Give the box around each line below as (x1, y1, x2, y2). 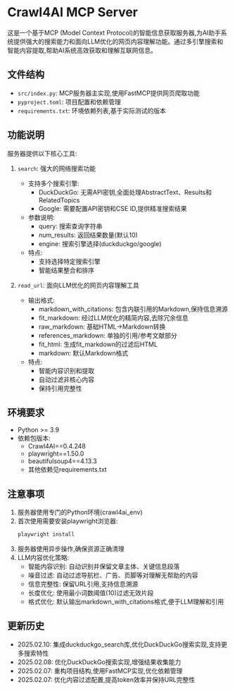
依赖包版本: (17, 434, 51, 443)
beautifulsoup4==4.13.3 (27, 457, 97, 465)
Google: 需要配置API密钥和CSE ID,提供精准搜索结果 (38, 204, 187, 212)
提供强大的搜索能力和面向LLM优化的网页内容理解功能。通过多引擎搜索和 (13, 37, 224, 46)
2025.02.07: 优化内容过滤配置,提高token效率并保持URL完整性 (17, 675, 196, 684)
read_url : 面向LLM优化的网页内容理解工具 (17, 281, 139, 289)
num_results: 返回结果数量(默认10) (38, 231, 139, 239)
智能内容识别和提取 (38, 366, 95, 374)
